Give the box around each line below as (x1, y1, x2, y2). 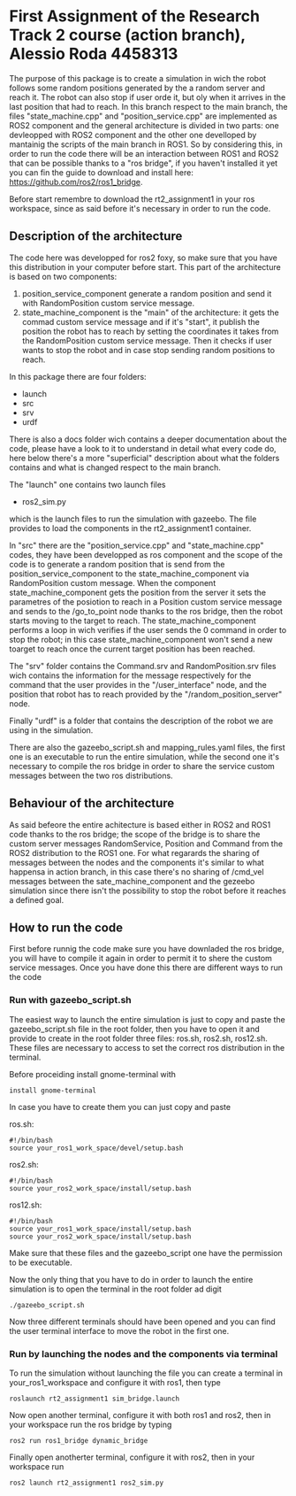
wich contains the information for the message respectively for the (9, 670, 252, 681)
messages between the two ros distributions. (9, 770, 174, 781)
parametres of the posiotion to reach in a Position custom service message (9, 596, 283, 607)
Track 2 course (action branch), (9, 25, 246, 45)
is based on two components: (9, 271, 118, 281)
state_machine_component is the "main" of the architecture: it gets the (21, 307, 280, 318)
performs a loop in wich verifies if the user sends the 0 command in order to (9, 624, 287, 635)
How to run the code (9, 920, 124, 935)
